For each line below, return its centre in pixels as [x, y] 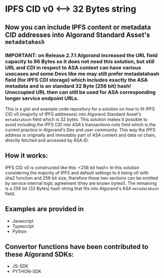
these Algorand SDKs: [40, 254]
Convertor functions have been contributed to [77, 247]
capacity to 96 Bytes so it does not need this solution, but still [80, 61]
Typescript [23, 226]
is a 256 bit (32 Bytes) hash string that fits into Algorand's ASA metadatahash [82, 188]
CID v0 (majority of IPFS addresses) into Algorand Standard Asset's [73, 114]
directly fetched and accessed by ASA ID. [47, 140]
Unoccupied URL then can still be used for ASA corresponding [80, 92]
